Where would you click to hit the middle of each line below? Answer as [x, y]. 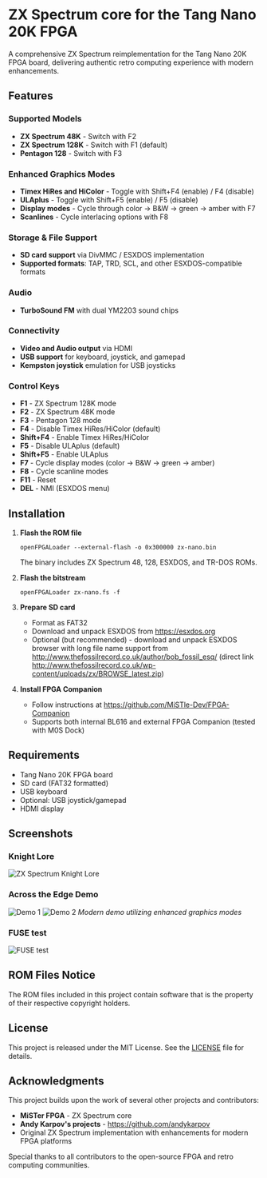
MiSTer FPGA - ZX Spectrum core [76, 1116]
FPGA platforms [46, 1141]
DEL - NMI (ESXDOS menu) [65, 489]
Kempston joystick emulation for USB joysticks [98, 365]
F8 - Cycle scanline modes [64, 471]
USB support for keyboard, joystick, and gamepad [102, 357]
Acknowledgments [57, 1081]
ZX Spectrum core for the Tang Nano [132, 15]
